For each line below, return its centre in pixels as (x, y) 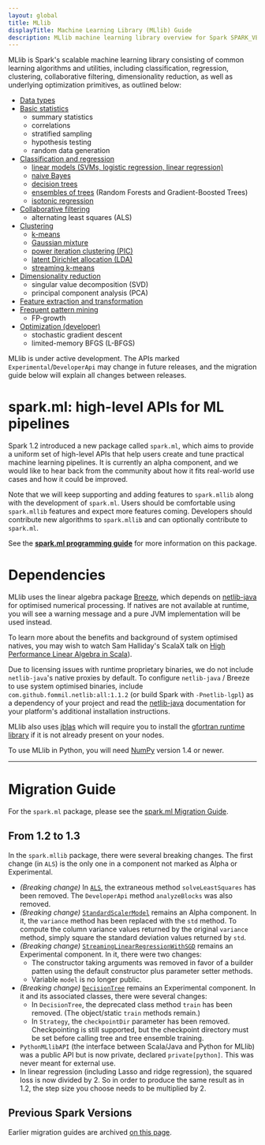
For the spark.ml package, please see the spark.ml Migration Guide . (118, 811)
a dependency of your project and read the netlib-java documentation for (127, 703)
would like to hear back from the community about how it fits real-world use (131, 471)
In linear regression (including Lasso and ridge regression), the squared (136, 1071)
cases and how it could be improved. (68, 479)
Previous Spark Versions (70, 1113)
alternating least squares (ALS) (82, 218)
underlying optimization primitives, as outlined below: (95, 85)
